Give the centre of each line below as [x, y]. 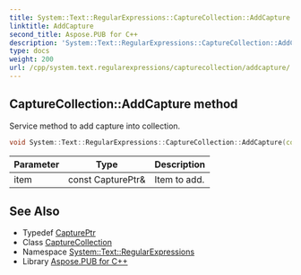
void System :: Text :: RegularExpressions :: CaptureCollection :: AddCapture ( [148, 142]
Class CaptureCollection [67, 243]
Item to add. [180, 179]
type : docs [30, 51]
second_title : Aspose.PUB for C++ [74, 34]
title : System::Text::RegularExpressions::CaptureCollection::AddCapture [150, 18]
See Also [34, 211]
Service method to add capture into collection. [95, 126]
